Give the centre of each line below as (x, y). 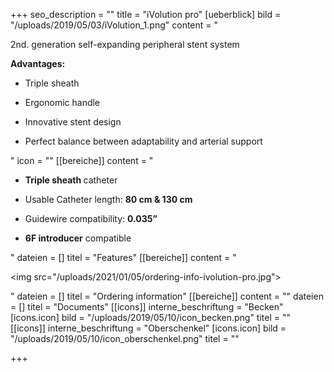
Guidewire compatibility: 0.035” (91, 218)
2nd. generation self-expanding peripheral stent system (125, 44)
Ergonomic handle (62, 102)
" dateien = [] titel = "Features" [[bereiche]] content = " (123, 257)
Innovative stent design (73, 122)
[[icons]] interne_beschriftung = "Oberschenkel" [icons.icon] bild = (148, 328)
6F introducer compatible (78, 238)
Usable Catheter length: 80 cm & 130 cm (108, 199)
